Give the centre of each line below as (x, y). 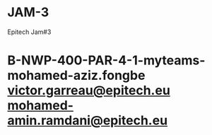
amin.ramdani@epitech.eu (88, 121)
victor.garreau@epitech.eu (89, 91)
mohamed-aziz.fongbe (76, 76)
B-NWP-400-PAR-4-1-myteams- (106, 60)
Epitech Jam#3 (29, 32)
